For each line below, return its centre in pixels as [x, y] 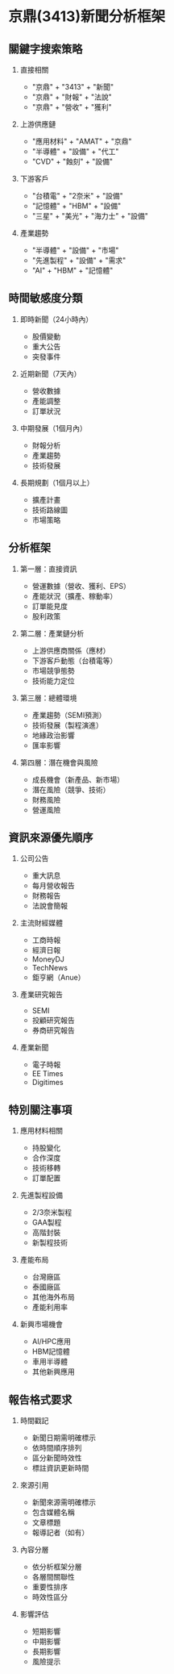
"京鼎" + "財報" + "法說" [72, 97]
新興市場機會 [41, 1325]
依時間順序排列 [57, 1448]
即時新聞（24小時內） [56, 319]
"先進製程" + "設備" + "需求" [79, 260]
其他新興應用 [53, 1371]
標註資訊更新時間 [60, 1468]
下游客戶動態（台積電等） [75, 660]
